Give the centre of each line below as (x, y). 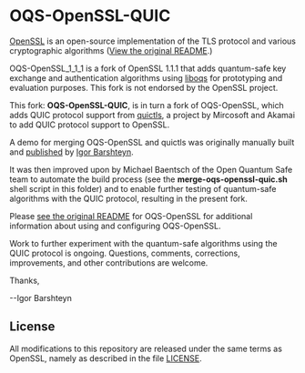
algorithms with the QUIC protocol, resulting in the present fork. (128, 198)
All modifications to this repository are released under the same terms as (146, 348)
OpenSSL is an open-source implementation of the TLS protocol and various (152, 41)
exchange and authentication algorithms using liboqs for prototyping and (146, 77)
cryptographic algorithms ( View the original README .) (111, 50)
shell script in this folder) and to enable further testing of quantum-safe (143, 188)
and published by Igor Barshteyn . (71, 152)
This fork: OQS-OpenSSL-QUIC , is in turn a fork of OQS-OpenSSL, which (147, 105)
